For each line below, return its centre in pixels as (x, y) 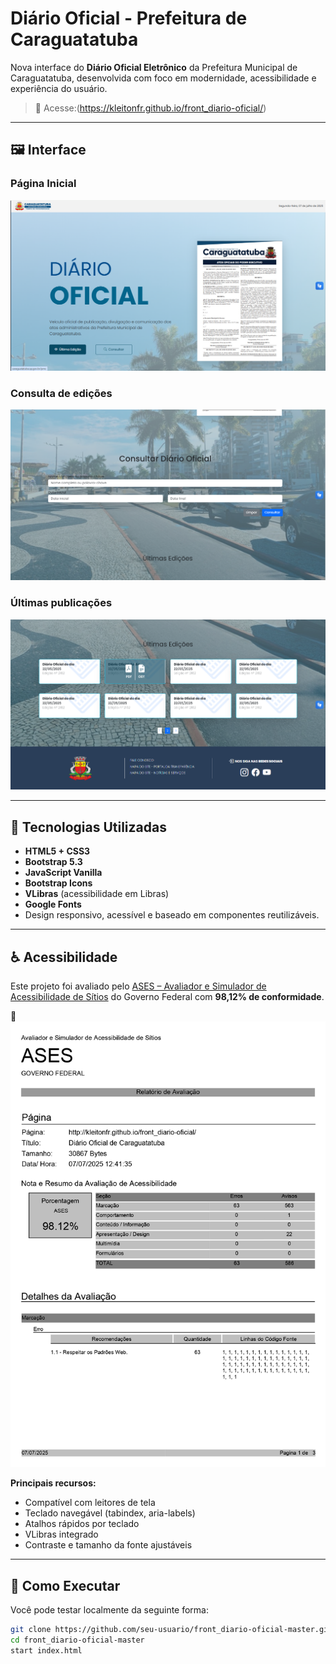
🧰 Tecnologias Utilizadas (88, 827)
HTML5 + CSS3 (57, 851)
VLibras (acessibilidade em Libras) (97, 894)
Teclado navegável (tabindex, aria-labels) (110, 1513)
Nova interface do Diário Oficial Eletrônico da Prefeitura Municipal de (154, 67)
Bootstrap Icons (58, 883)
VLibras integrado (61, 1534)
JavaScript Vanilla (63, 873)
